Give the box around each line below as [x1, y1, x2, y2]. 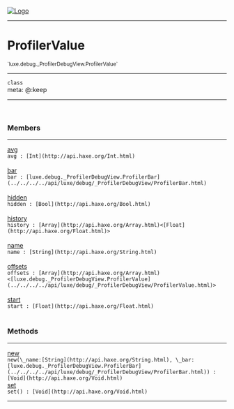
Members [7, 123, 40, 133]
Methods [7, 327, 38, 336]
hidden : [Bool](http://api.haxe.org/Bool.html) [7, 201, 151, 208]
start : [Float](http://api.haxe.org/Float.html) [7, 303, 155, 310]
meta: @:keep [7, 85, 47, 94]
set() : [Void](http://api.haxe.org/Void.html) [7, 388, 148, 395]
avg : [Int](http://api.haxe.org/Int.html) [7, 153, 136, 160]
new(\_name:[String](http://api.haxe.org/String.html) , [7, 356, 173, 363]
